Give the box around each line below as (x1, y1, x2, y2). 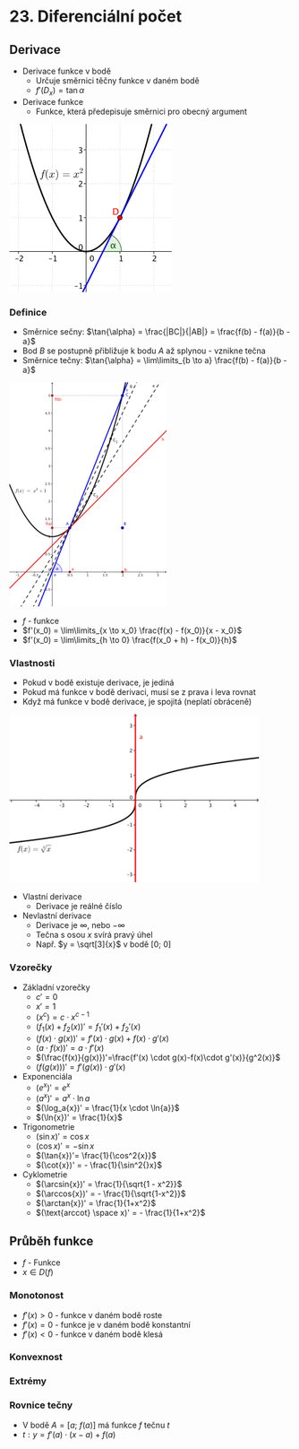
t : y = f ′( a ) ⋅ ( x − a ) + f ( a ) (21, 1428, 116, 1440)
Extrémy (9, 1375, 47, 1387)
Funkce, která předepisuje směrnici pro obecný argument (35, 106, 248, 117)
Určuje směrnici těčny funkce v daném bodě (35, 75, 200, 86)
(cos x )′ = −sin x (35, 1141, 95, 1151)
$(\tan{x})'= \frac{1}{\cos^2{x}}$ (35, 1150, 157, 1161)
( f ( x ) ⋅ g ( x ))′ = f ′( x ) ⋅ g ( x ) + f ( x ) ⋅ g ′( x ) (35, 1033, 170, 1044)
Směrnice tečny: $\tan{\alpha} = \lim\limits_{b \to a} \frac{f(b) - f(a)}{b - (21, 355, 288, 366)
